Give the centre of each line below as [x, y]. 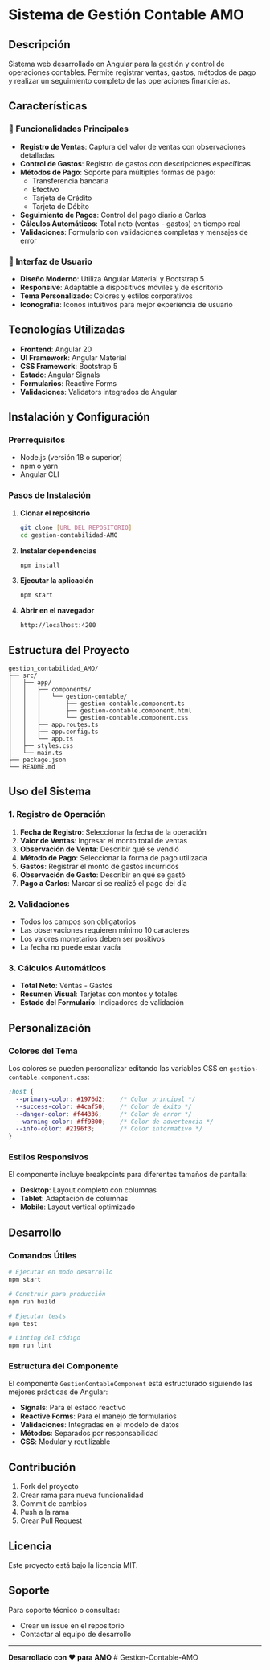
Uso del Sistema [49, 792]
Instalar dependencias [58, 550]
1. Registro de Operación [57, 814]
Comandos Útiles [43, 1255]
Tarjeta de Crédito [62, 198]
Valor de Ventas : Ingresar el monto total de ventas [103, 840]
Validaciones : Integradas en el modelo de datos [100, 1425]
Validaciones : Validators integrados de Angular [98, 392]
